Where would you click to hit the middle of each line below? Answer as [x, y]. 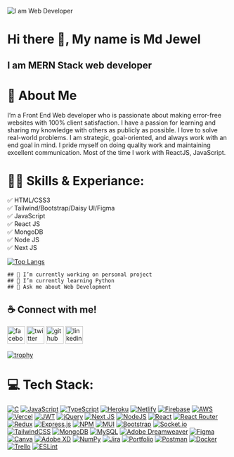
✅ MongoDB [25, 232]
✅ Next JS [22, 248]
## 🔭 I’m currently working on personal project [80, 275]
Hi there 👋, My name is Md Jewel [104, 39]
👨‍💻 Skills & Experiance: [76, 181]
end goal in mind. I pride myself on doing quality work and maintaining [109, 145]
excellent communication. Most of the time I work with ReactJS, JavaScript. [117, 152]
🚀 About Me [42, 95]
